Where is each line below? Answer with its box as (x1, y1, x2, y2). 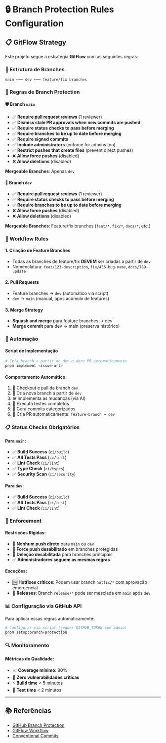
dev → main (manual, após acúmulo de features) (12, 295, 110, 302)
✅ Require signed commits (12, 136, 69, 142)
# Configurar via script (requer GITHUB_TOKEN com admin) (5, 625, 127, 630)
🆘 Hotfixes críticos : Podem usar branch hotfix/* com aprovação (12, 579, 147, 585)
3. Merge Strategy (5, 307, 43, 313)
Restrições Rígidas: (5, 530, 46, 536)
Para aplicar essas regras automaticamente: (5, 616, 95, 622)
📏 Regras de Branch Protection (5, 88, 80, 95)
